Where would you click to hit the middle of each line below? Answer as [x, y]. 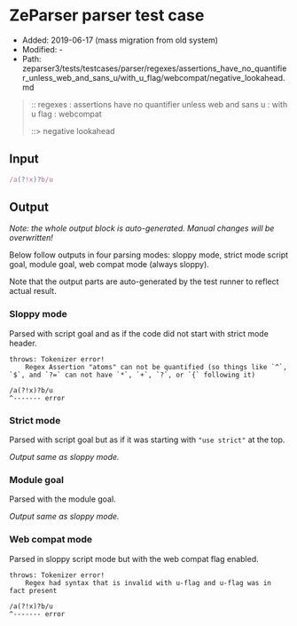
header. [23, 343]
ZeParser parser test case [107, 16]
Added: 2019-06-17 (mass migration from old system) [120, 40]
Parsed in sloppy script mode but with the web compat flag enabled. [134, 559]
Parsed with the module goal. [63, 499]
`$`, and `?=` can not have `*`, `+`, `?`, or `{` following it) [132, 375]
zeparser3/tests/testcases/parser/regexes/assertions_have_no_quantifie [154, 68]
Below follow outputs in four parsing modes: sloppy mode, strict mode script [149, 255]
